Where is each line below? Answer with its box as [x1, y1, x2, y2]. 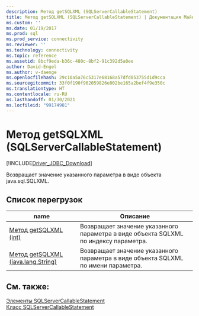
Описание [120, 212, 150, 221]
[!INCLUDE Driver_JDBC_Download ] [6, 160, 93, 167]
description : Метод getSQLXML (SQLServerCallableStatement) [6, 8, 158, 15]
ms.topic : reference [6, 53, 57, 59]
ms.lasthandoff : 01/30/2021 [6, 96, 76, 102]
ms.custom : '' [6, 20, 41, 25]
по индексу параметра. [79, 237, 148, 246]
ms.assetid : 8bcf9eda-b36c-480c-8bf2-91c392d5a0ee [6, 58, 134, 64]
